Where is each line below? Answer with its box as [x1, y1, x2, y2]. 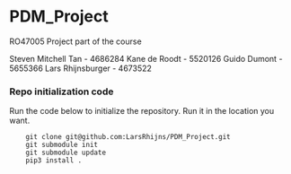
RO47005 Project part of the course [9, 36, 142, 47]
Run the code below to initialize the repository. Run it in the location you [9, 106, 275, 117]
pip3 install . [25, 156, 83, 165]
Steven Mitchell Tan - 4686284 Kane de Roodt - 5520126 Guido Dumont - [9, 53, 283, 64]
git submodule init [25, 141, 99, 150]
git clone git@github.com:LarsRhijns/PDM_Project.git [25, 133, 231, 142]
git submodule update [25, 148, 106, 158]
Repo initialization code [9, 85, 114, 98]
